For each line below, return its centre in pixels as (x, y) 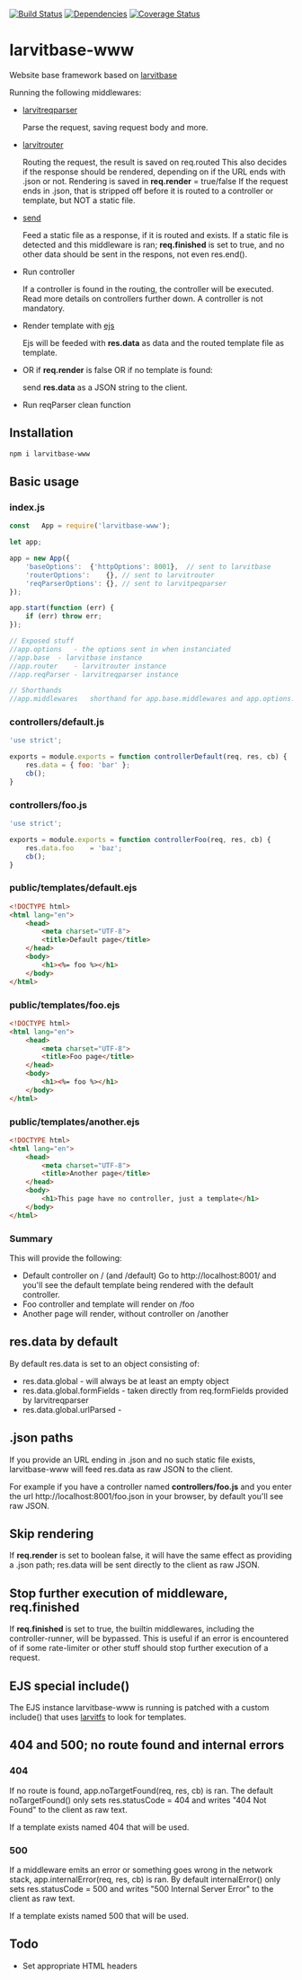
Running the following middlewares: (75, 92)
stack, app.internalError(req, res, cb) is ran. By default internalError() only (145, 1879)
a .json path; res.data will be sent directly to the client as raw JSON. (135, 1565)
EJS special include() (70, 1686)
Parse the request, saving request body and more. (115, 127)
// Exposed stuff (42, 641)
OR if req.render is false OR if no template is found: (117, 369)
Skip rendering (52, 1534)
